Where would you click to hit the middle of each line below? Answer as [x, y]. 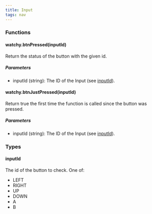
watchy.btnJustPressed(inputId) [41, 92]
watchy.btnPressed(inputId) [36, 45]
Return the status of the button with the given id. [56, 56]
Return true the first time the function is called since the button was [76, 103]
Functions [18, 33]
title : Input [19, 10]
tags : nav [16, 15]
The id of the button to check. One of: [45, 170]
